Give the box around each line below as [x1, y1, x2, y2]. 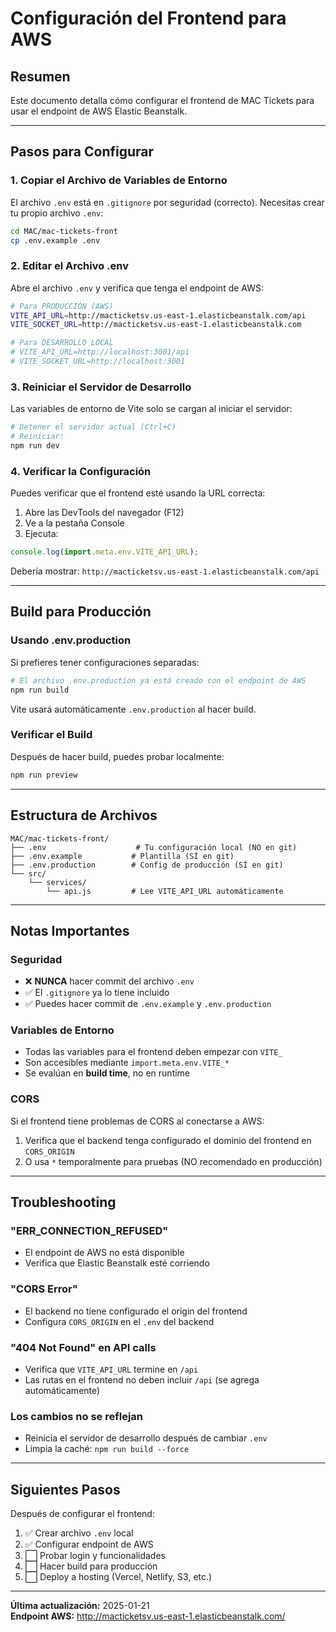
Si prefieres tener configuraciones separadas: [10, 656, 200, 668]
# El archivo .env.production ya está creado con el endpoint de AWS [10, 675, 307, 686]
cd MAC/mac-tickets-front [10, 226, 118, 236]
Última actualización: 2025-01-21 [10, 1600, 150, 1612]
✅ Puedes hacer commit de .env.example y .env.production [24, 998, 272, 1010]
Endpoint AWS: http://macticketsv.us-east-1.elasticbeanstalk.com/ [10, 1610, 286, 1622]
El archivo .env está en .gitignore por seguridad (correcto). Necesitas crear [10, 196, 325, 208]
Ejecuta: [24, 528, 59, 540]
